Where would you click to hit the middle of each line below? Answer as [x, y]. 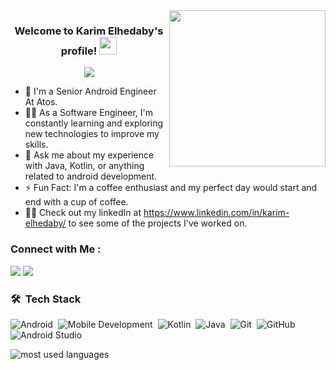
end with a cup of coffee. [76, 202]
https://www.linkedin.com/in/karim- [216, 213]
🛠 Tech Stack [46, 299]
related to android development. [91, 176]
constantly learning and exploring [94, 123]
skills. [36, 145]
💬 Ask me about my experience [89, 155]
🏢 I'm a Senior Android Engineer [90, 91]
